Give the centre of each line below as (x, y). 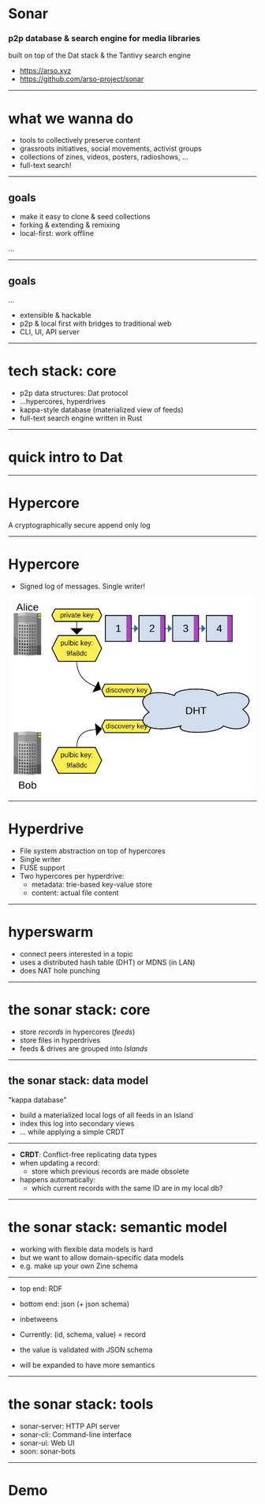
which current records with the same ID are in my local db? (127, 1188)
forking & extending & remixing (70, 225)
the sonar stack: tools (81, 1404)
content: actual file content (75, 893)
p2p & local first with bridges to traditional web (95, 323)
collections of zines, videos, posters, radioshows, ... (104, 157)
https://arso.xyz (45, 71)
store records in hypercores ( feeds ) (77, 1032)
